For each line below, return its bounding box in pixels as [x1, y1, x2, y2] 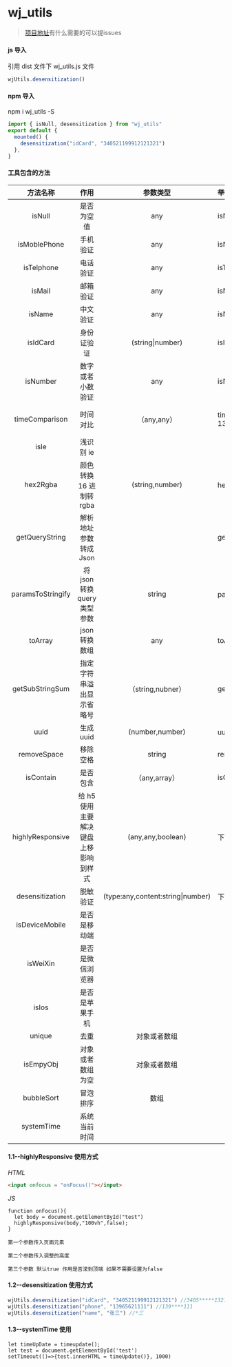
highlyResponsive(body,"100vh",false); [14, 1220, 129, 1226]
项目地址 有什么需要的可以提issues [24, 28, 122, 37]
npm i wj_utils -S [8, 107, 54, 116]
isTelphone [23, 263, 59, 272]
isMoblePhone [17, 239, 65, 249]
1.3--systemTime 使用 [8, 1325, 72, 1334]
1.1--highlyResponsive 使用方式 [8, 1153, 98, 1161]
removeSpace [18, 749, 64, 759]
